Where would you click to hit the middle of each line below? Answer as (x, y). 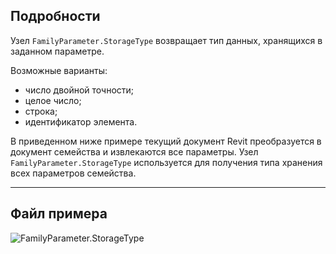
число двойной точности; (79, 90)
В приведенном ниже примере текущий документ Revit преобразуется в (166, 141)
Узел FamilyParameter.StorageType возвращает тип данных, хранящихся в (166, 40)
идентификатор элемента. (81, 121)
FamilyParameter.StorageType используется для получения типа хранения (166, 162)
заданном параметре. (57, 51)
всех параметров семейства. (73, 173)
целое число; (53, 100)
